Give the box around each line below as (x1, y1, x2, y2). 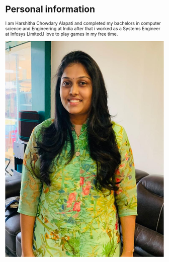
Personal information (5, 4, 96, 15)
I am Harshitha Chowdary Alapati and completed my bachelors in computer (5, 20, 161, 26)
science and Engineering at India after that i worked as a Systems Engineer (5, 25, 161, 31)
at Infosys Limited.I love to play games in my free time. (5, 31, 118, 37)
